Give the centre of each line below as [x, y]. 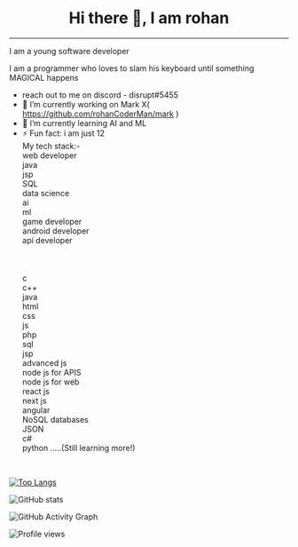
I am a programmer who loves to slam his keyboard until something [132, 68]
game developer [52, 221]
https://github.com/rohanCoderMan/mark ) [100, 114]
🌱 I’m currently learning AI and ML [84, 123]
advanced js [44, 362]
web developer [49, 155]
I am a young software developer [70, 51]
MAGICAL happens [44, 77]
